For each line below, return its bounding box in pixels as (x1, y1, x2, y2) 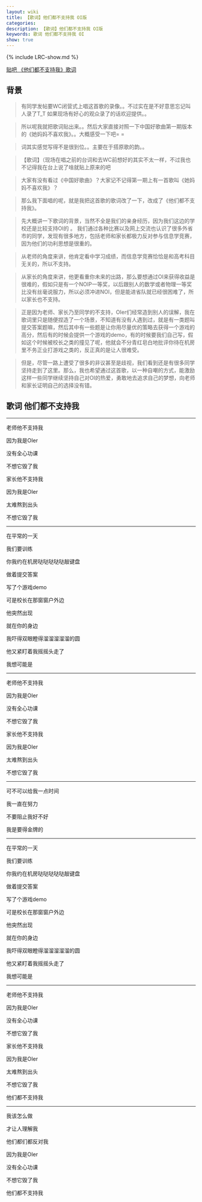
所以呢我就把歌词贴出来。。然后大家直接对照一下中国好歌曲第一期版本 (20, 123, 192, 130)
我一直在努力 (6, 800, 38, 807)
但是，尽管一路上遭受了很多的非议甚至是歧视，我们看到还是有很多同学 (20, 359, 195, 366)
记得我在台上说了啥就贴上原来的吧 (26, 164, 111, 171)
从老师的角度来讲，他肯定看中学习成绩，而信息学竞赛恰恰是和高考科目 (20, 252, 195, 260)
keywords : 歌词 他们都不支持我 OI (6, 31, 85, 37)
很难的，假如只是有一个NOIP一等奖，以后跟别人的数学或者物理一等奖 (20, 280, 192, 287)
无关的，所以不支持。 (20, 260, 74, 267)
